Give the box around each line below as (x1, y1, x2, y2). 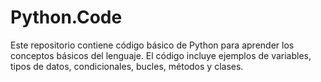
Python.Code (10, 6, 123, 29)
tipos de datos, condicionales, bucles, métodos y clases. (10, 60, 244, 72)
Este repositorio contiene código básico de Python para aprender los (10, 39, 295, 51)
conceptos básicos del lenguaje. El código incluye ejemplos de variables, (10, 49, 312, 61)
